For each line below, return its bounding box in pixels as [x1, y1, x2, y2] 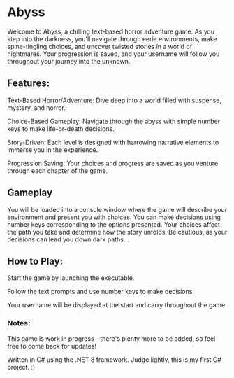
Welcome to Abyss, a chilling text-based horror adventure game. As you [7, 27, 215, 36]
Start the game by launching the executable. [7, 274, 135, 282]
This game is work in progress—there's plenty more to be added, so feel [7, 334, 216, 343]
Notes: [7, 318, 31, 328]
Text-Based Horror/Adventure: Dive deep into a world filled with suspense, [7, 96, 222, 104]
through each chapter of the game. [7, 166, 108, 175]
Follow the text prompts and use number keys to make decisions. [7, 288, 194, 296]
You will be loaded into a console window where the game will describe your [7, 205, 228, 213]
